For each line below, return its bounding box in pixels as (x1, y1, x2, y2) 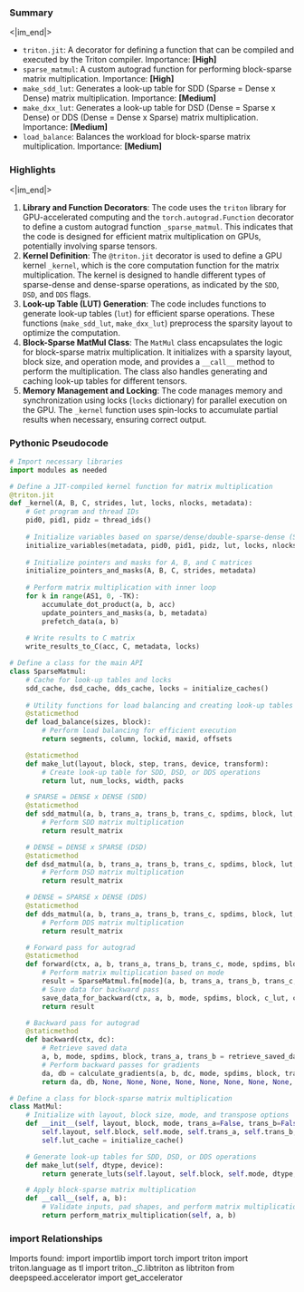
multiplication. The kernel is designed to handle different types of (22, 269, 266, 280)
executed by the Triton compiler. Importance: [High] (22, 54, 217, 65)
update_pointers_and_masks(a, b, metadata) (42, 608, 208, 618)
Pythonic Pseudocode (9, 436, 109, 449)
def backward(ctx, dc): (25, 1035, 116, 1044)
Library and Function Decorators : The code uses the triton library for (22, 201, 287, 212)
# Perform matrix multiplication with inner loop (25, 583, 217, 592)
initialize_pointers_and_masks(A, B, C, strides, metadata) (25, 566, 257, 575)
